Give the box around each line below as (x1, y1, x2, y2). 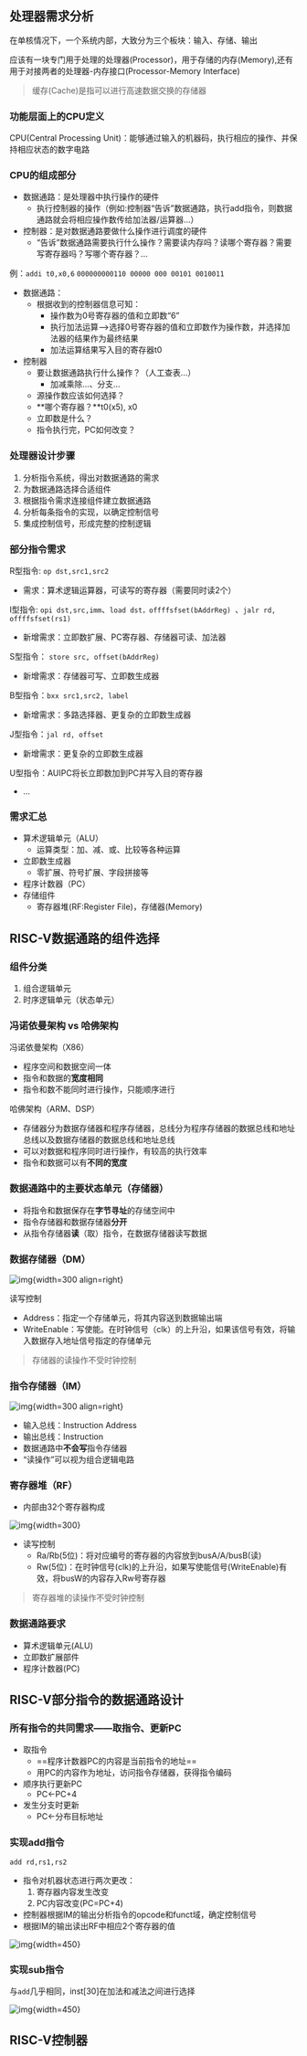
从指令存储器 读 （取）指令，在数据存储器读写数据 (22, 1227, 207, 1238)
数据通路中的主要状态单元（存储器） (9, 1182, 169, 1195)
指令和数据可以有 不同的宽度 (22, 1157, 128, 1168)
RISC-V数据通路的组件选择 (9, 930, 160, 946)
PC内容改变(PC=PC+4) (36, 1897, 123, 1908)
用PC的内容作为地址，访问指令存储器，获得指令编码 (36, 1767, 232, 1778)
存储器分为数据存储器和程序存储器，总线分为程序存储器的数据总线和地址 (22, 1123, 295, 1134)
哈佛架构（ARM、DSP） (9, 1104, 101, 1115)
